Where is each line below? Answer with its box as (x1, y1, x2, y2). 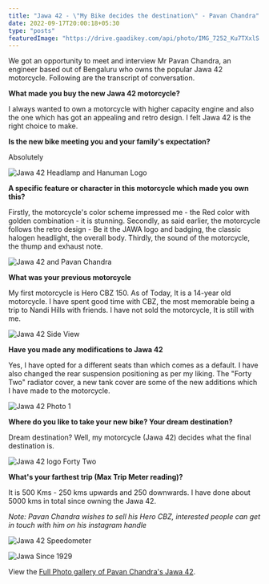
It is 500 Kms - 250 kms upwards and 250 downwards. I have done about (8, 488, 251, 497)
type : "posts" (8, 26, 56, 34)
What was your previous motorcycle (8, 273, 132, 282)
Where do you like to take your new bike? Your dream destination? (8, 417, 234, 427)
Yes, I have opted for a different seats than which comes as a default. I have (8, 360, 259, 370)
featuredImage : (8, 34, 59, 43)
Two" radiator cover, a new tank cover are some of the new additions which (8, 378, 258, 387)
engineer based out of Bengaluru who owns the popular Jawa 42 (8, 65, 223, 75)
